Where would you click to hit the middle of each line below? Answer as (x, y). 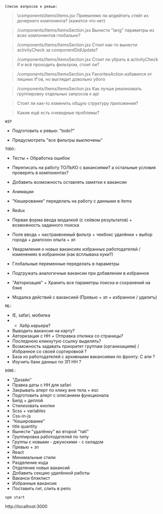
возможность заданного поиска (45, 225)
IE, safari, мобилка (31, 315)
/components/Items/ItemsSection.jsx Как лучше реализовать (79, 89)
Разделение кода (30, 463)
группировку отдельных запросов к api (58, 94)
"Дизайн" (22, 380)
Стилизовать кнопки (33, 406)
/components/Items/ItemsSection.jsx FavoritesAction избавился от (84, 74)
